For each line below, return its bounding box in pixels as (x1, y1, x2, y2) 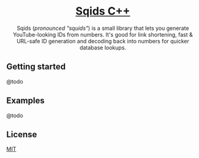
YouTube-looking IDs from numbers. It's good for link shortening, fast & (13, 31, 193, 38)
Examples (6, 96, 45, 106)
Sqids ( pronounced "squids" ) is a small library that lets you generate (17, 24, 189, 32)
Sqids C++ (75, 4, 130, 18)
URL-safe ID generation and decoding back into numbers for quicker (16, 37, 190, 45)
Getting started (6, 62, 66, 72)
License (6, 129, 37, 140)
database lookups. (79, 44, 127, 51)
